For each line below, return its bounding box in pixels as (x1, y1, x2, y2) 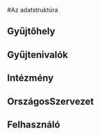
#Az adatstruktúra (7, 6, 58, 14)
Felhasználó (7, 119, 60, 130)
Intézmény (7, 72, 54, 84)
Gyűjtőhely (7, 25, 56, 37)
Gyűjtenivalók (7, 49, 69, 60)
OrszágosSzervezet (7, 95, 94, 107)
